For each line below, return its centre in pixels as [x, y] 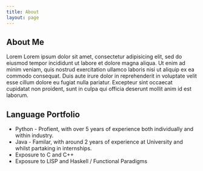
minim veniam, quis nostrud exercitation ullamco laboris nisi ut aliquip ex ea [101, 70]
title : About [23, 12]
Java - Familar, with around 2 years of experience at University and [99, 142]
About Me [25, 42]
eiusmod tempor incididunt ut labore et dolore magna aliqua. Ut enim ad [96, 63]
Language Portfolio [43, 114]
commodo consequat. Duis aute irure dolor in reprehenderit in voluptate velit [101, 76]
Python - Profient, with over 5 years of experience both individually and [104, 129]
